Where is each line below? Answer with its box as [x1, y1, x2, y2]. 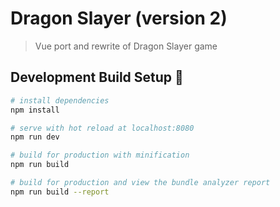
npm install [10, 105, 60, 115]
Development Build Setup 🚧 [10, 69, 184, 86]
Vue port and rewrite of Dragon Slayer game [34, 40, 218, 52]
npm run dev [10, 132, 60, 142]
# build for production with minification [10, 150, 190, 161]
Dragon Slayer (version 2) [10, 7, 228, 30]
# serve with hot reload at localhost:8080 [10, 123, 195, 133]
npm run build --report [10, 187, 110, 197]
